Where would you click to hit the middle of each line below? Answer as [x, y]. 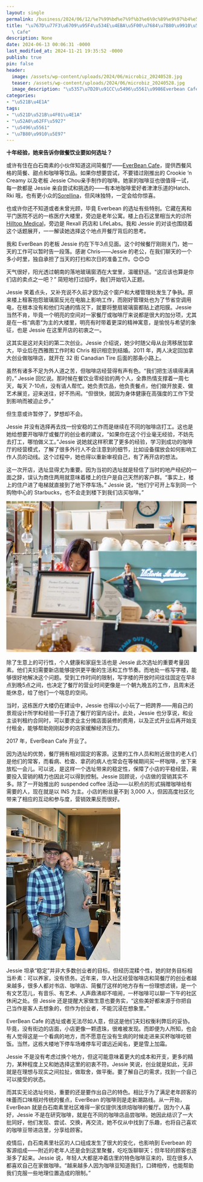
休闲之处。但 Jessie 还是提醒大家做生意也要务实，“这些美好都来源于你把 [96, 1001]
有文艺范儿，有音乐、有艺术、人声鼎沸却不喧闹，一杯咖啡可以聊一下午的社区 [101, 993]
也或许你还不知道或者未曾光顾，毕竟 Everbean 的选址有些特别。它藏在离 [96, 208]
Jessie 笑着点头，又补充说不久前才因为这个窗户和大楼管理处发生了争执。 [97, 292]
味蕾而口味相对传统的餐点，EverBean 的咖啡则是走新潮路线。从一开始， [96, 1100]
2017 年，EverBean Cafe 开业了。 [48, 741]
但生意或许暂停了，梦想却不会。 [46, 414]
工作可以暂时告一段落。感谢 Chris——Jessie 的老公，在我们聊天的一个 [104, 251]
